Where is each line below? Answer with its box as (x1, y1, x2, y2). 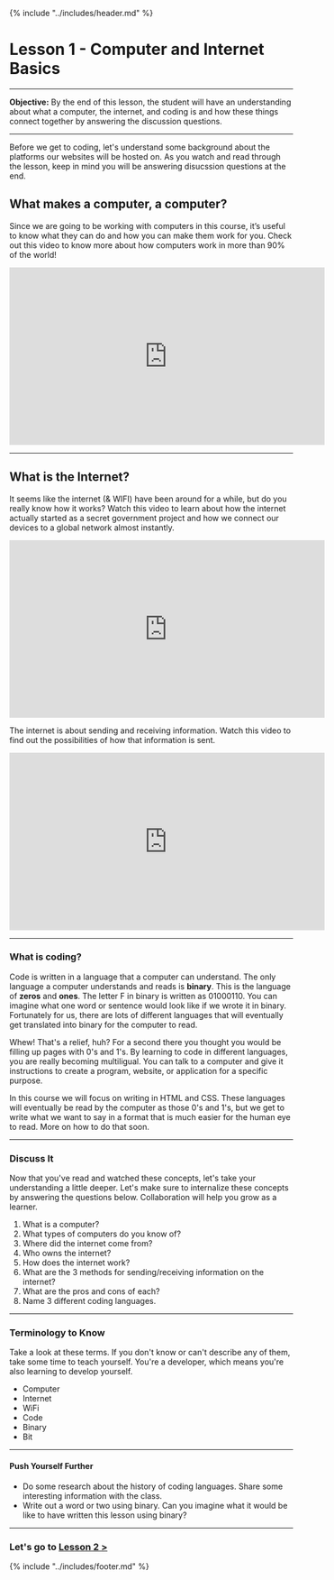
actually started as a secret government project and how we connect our (9, 512, 279, 523)
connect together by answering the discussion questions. (9, 115, 222, 126)
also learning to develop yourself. (9, 1366, 133, 1377)
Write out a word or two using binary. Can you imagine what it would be (22, 1500, 288, 1511)
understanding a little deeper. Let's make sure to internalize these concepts (9, 1182, 290, 1193)
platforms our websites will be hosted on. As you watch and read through (9, 151, 281, 161)
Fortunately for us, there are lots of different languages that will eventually (9, 1009, 284, 1020)
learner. (9, 1201, 38, 1212)
